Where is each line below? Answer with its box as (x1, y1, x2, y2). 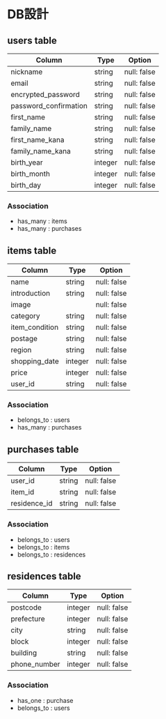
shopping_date (10, 356, 59, 366)
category (10, 311, 40, 321)
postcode (10, 603, 42, 612)
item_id (10, 487, 35, 497)
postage (10, 334, 38, 344)
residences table (7, 570, 81, 582)
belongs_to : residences (17, 550, 86, 559)
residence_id (10, 499, 53, 508)
